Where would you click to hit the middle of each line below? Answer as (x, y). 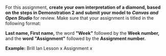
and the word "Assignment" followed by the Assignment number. (76, 38)
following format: (23, 23)
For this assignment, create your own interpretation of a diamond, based (83, 7)
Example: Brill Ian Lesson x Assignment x (49, 48)
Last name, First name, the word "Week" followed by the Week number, (82, 33)
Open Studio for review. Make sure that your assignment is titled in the (80, 18)
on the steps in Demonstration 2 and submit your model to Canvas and (82, 13)
